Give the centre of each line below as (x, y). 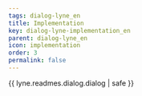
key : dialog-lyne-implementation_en (69, 30)
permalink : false (37, 61)
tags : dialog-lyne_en (45, 16)
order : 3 (23, 53)
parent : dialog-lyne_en (48, 38)
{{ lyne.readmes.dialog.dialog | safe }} (71, 83)
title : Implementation (46, 23)
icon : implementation (45, 46)
